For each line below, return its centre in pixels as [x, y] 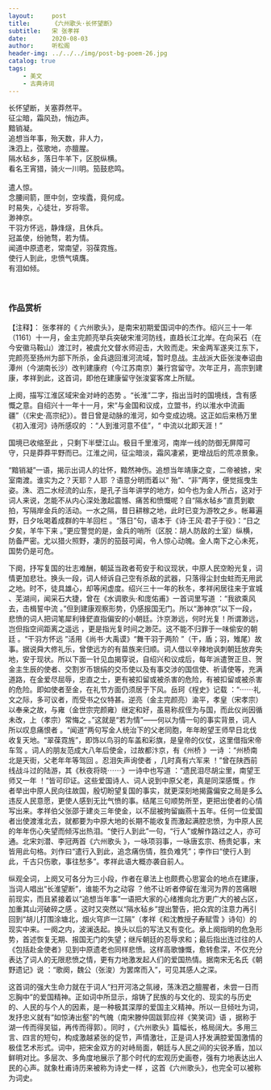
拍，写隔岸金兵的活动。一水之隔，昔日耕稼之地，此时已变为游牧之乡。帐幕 [132, 510]
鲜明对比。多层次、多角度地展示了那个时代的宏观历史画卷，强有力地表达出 [132, 1058]
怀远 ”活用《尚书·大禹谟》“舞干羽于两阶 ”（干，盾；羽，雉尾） [152, 638]
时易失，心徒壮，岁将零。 [51, 207]
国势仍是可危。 [33, 550]
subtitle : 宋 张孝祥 [44, 31]
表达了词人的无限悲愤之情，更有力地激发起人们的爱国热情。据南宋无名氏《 [132, 959]
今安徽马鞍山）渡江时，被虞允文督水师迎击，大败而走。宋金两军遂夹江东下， [135, 347]
